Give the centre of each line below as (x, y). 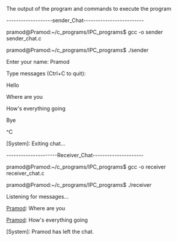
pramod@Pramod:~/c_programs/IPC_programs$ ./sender (77, 50)
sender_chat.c (24, 38)
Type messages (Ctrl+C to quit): (46, 74)
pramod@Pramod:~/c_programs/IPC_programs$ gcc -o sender (85, 32)
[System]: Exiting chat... (36, 143)
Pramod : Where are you (36, 208)
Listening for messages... (38, 196)
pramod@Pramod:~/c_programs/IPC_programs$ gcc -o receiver (86, 167)
